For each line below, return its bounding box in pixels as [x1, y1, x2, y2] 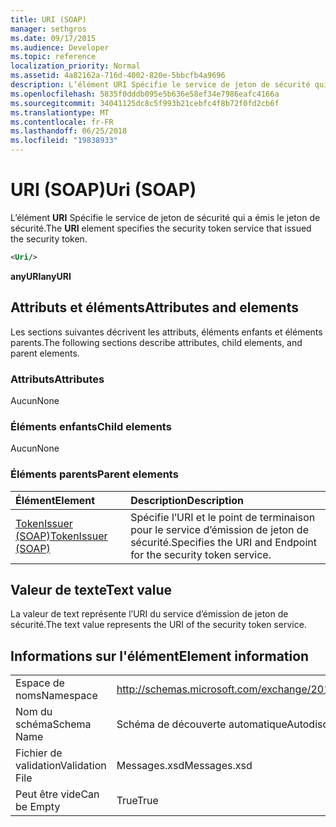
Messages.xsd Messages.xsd [116, 759, 253, 773]
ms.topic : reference [10, 52, 97, 62]
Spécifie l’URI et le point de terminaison [130, 510, 316, 524]
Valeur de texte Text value [10, 581, 173, 598]
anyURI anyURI [10, 270, 72, 282]
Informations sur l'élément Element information [10, 647, 310, 665]
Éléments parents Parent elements [10, 467, 179, 481]
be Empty [15, 800, 61, 814]
